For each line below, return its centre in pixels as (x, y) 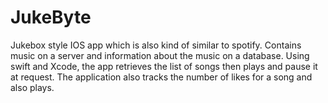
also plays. (32, 87)
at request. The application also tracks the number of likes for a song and (161, 77)
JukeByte (51, 17)
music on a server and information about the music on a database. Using (160, 55)
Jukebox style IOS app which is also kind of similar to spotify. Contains (156, 45)
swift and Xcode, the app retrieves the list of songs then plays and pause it (164, 66)
